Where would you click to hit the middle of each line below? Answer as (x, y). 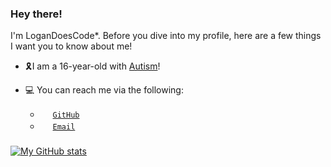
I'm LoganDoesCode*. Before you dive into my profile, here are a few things (166, 36)
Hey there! (36, 14)
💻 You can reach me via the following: (104, 90)
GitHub (66, 115)
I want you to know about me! (71, 46)
